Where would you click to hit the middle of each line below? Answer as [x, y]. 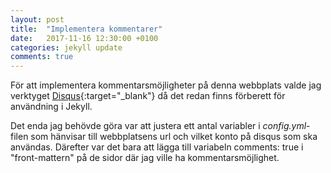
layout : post [37, 19]
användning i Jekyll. [51, 107]
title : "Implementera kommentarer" [86, 29]
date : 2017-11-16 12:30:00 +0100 [84, 38]
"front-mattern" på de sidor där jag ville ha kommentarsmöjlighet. [145, 158]
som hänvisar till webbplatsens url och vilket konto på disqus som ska [174, 137]
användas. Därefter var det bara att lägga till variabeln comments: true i [157, 147]
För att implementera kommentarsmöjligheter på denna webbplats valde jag [166, 85]
